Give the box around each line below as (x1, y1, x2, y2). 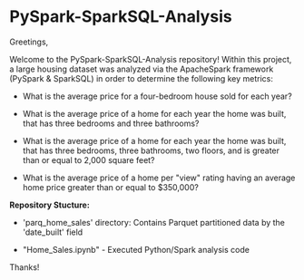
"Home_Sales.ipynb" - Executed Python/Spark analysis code (22, 244, 250, 255)
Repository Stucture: (9, 199, 91, 210)
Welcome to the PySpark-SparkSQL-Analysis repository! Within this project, (9, 53, 292, 64)
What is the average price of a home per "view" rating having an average (22, 172, 296, 183)
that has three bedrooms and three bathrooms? (22, 118, 200, 129)
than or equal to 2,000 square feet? (22, 154, 156, 165)
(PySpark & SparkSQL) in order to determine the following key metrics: (9, 72, 274, 83)
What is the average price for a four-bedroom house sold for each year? (22, 91, 292, 101)
